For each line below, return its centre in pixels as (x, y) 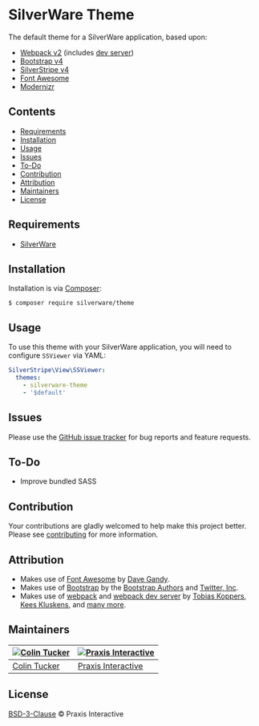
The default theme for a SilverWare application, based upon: (108, 37)
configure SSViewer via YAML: (57, 355)
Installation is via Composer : (55, 288)
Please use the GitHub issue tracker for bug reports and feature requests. (129, 437)
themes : (28, 378)
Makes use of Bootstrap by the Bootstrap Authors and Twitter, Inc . (129, 587)
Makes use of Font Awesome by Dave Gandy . (95, 578)
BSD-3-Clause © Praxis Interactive (66, 714)
